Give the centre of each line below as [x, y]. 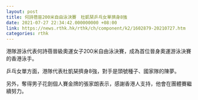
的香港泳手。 [22, 59]
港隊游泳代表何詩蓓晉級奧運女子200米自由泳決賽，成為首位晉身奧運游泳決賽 [99, 51]
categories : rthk [27, 34]
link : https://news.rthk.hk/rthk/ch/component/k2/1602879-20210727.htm [96, 28]
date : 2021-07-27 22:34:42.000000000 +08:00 [62, 22]
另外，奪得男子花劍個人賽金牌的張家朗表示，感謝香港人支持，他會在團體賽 [96, 84]
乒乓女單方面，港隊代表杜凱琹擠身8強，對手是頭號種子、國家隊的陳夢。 [93, 71]
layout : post [22, 12]
